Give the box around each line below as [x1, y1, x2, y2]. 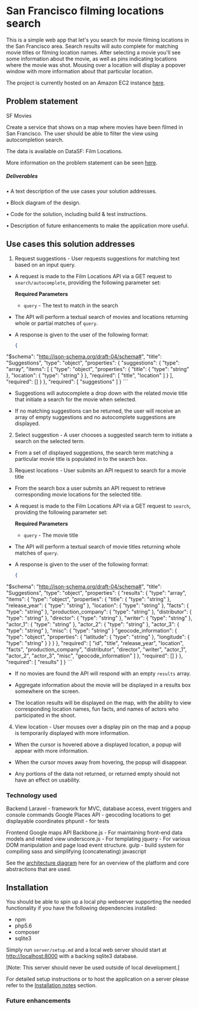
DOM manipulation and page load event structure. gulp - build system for [6, 842, 184, 849]
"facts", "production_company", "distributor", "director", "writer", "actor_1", [6, 646, 187, 653]
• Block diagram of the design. [6, 199, 81, 206]
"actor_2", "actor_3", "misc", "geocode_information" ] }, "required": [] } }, [6, 652, 183, 659]
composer [14, 929, 40, 936]
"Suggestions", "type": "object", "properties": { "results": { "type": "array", [6, 589, 187, 597]
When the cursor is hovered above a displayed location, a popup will [14, 741, 181, 748]
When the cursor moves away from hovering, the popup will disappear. [14, 759, 188, 766]
